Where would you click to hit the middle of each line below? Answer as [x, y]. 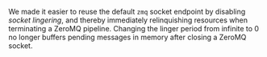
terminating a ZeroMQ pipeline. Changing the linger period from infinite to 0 [134, 28]
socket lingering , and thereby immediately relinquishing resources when [128, 20]
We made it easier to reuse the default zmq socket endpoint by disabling [127, 12]
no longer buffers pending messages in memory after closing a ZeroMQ [127, 37]
